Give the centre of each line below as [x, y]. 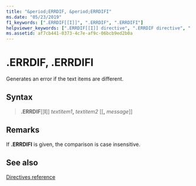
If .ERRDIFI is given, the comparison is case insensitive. [73, 144]
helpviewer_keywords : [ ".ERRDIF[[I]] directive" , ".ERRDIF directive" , [96, 28]
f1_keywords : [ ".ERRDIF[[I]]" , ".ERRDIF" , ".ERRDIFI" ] [75, 22]
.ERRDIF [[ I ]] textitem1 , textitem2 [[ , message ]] [77, 111]
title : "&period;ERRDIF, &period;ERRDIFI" [59, 11]
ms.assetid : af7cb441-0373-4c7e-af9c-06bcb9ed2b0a [69, 34]
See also [22, 163]
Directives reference [31, 177]
